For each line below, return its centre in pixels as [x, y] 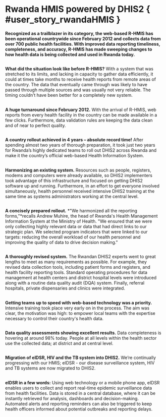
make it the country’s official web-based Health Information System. [75, 156]
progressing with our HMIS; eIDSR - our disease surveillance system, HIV [80, 363]
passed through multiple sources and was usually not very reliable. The [78, 90]
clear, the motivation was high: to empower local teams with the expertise [80, 313]
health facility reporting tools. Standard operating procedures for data [76, 272]
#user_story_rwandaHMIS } [63, 20]
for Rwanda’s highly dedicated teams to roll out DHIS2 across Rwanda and [81, 150]
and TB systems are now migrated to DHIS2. [50, 368]
